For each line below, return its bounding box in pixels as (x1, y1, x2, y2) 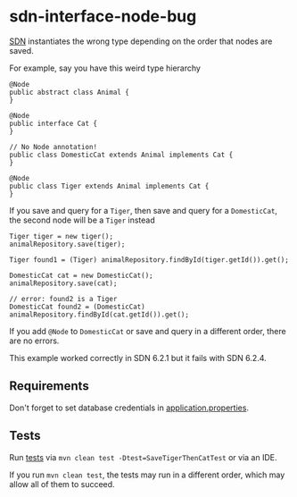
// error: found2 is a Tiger (9, 294, 118, 303)
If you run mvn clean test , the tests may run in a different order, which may (9, 469, 285, 480)
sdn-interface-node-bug (9, 6, 197, 27)
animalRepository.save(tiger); (9, 240, 126, 248)
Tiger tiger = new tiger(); (9, 232, 114, 240)
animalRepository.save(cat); (9, 279, 118, 288)
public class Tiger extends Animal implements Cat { (9, 181, 210, 190)
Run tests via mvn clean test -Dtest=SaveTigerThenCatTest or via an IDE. (9, 451, 277, 462)
